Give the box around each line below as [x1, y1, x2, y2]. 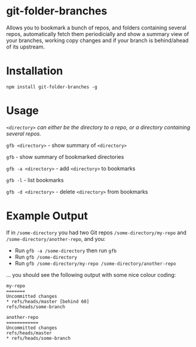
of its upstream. [6, 43, 45, 50]
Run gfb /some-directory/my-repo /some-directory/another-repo [14, 260, 176, 267]
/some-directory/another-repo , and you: [6, 235, 106, 242]
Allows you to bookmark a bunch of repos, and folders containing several [6, 24, 186, 31]
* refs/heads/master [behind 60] [6, 298, 90, 304]
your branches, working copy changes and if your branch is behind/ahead [6, 37, 189, 44]
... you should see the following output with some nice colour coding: [6, 271, 176, 278]
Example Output [6, 209, 88, 222]
